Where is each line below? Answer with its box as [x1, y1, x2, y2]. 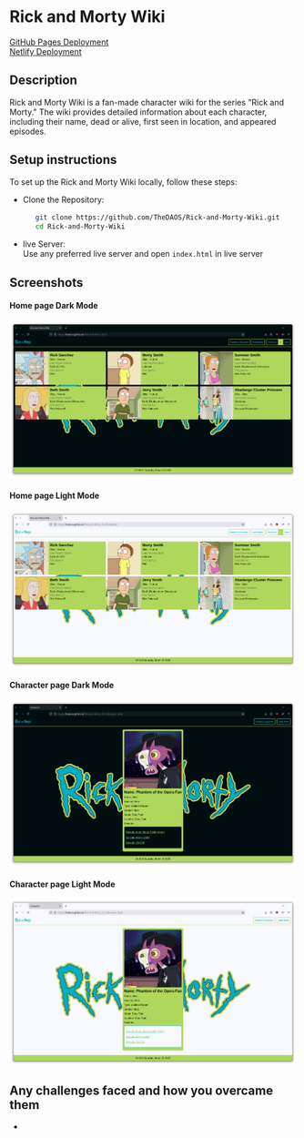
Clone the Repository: [22, 194, 105, 205]
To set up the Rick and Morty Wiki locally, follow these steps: [9, 176, 238, 188]
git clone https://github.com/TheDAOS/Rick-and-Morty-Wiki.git [35, 212, 280, 222]
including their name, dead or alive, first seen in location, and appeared [9, 116, 277, 127]
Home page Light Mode [9, 490, 100, 501]
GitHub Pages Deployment [9, 36, 109, 47]
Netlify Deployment [9, 46, 82, 56]
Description [9, 73, 77, 88]
